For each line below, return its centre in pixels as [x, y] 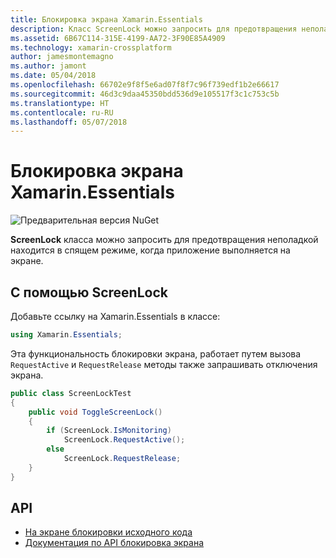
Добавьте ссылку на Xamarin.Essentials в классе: [115, 316]
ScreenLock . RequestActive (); [124, 440]
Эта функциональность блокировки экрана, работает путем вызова [156, 353]
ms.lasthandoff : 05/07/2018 [69, 122]
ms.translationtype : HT [60, 103]
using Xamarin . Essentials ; [66, 335]
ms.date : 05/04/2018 [53, 76]
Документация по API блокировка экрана [114, 543]
